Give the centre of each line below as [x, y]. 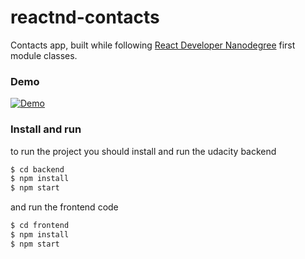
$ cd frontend [40, 226]
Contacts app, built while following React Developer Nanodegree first [153, 45]
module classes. [44, 55]
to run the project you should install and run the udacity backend [143, 151]
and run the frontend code [64, 207]
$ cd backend [37, 169]
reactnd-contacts [85, 17]
